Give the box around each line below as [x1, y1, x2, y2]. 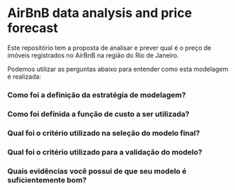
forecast [7, 20, 59, 36]
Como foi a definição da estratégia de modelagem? [7, 90, 186, 100]
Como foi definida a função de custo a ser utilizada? [7, 108, 190, 118]
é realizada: [7, 72, 42, 81]
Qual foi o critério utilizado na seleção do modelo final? [7, 128, 200, 138]
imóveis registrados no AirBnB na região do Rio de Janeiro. [7, 51, 179, 60]
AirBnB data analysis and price [7, 5, 193, 21]
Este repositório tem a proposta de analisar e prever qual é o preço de [7, 43, 212, 52]
